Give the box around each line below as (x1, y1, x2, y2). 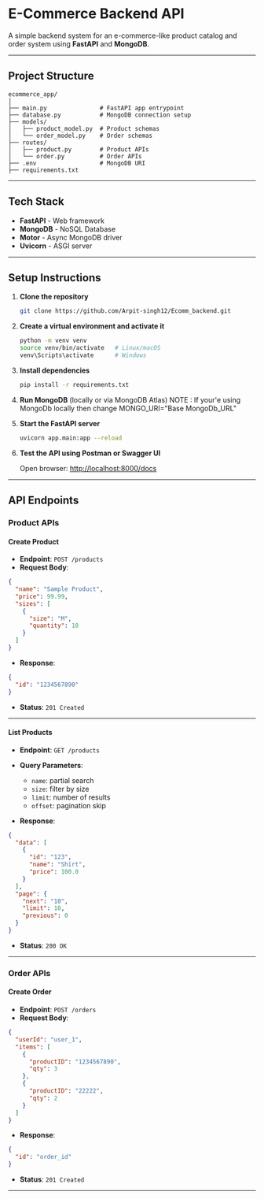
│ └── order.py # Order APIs (8, 152, 143, 160)
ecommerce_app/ (8, 90, 58, 98)
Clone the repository (19, 292, 89, 302)
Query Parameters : (19, 760, 84, 770)
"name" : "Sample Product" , (15, 585, 104, 593)
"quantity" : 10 (28, 622, 79, 630)
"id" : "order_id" (15, 1153, 72, 1161)
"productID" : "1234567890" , (28, 1057, 122, 1066)
